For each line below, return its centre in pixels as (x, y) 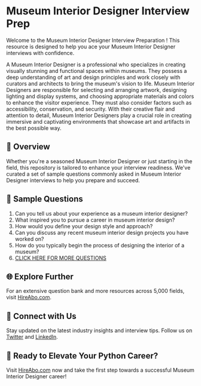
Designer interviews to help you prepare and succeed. (73, 180)
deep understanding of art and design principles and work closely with (93, 77)
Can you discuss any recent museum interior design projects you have (102, 232)
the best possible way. (34, 128)
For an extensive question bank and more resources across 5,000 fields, (95, 291)
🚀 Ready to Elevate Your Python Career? (82, 356)
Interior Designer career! (36, 376)
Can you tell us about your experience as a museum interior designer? (101, 213)
